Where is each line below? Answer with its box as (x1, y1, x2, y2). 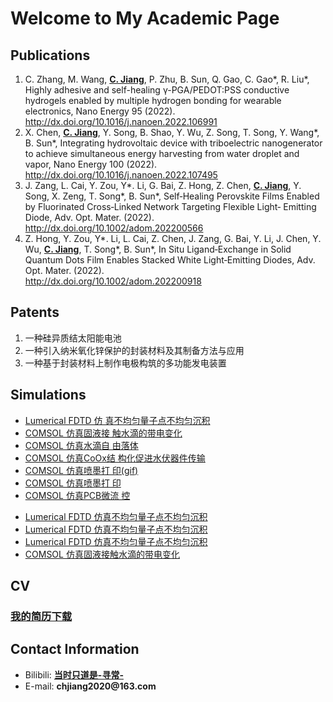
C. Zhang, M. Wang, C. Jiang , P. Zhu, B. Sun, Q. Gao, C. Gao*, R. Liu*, (24, 73, 310, 85)
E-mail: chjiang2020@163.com (24, 680, 157, 692)
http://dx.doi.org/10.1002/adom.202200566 (24, 222, 204, 234)
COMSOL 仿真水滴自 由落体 (24, 439, 139, 451)
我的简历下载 (10, 609, 73, 623)
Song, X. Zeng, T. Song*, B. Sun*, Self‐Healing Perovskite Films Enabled (24, 190, 320, 202)
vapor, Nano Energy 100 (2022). (24, 158, 158, 170)
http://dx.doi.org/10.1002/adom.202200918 (24, 275, 202, 287)
